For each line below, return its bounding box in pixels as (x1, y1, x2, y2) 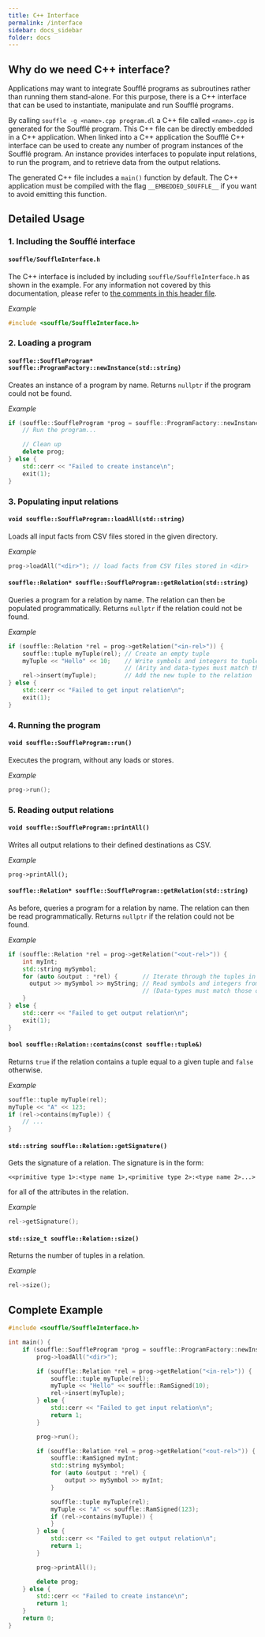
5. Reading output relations (8, 804, 114, 815)
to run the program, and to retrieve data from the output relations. (8, 158, 221, 167)
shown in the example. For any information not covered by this (8, 280, 211, 289)
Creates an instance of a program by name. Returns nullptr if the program (8, 380, 251, 390)
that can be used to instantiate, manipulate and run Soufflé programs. (8, 100, 234, 110)
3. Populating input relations (8, 496, 119, 507)
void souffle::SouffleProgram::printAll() (8, 824, 150, 832)
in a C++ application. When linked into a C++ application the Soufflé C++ (8, 132, 245, 142)
